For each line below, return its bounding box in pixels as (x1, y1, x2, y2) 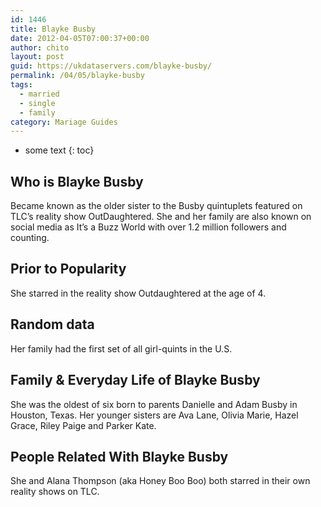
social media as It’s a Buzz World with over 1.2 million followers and (10, 221, 287, 233)
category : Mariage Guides (10, 117, 118, 127)
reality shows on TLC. (10, 486, 100, 498)
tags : (10, 80, 33, 90)
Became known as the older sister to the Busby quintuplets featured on (10, 200, 303, 212)
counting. (10, 232, 50, 244)
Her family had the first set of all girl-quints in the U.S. (10, 342, 233, 355)
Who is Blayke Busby (10, 173, 144, 190)
